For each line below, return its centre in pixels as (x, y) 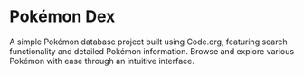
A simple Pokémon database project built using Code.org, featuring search (148, 42)
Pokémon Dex (62, 17)
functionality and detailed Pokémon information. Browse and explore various (152, 51)
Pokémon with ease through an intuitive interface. (102, 61)
